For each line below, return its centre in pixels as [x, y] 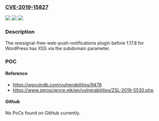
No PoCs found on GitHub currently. [43, 113]
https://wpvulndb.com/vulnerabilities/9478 [57, 85]
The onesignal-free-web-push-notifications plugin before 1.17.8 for [75, 43]
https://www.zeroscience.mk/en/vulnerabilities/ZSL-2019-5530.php [83, 90]
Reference [16, 73]
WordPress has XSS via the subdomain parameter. [58, 48]
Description [20, 32]
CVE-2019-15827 [27, 7]
